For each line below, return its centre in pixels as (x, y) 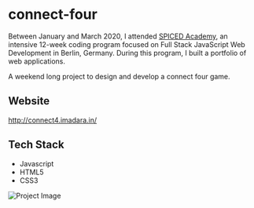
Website (29, 101)
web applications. (37, 61)
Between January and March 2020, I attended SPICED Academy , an (118, 36)
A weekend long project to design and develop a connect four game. (119, 76)
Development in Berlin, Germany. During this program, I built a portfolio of (127, 53)
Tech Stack (36, 145)
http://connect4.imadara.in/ (53, 120)
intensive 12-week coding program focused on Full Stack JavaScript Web (127, 44)
